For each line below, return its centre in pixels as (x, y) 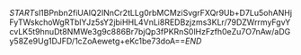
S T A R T (22, 13)
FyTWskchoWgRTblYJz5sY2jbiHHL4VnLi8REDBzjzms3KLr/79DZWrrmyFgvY (150, 22)
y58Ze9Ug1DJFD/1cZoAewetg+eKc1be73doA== (97, 41)
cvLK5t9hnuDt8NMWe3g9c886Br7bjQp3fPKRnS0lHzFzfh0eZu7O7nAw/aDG (150, 31)
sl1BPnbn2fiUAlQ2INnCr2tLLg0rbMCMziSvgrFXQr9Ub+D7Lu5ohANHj (164, 13)
